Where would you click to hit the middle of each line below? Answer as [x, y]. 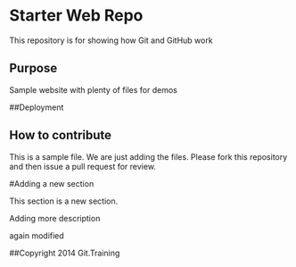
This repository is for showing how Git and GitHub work [111, 40]
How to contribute [61, 135]
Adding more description [55, 218]
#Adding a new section [52, 183]
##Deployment [37, 107]
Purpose [33, 68]
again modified [37, 235]
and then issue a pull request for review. [82, 166]
